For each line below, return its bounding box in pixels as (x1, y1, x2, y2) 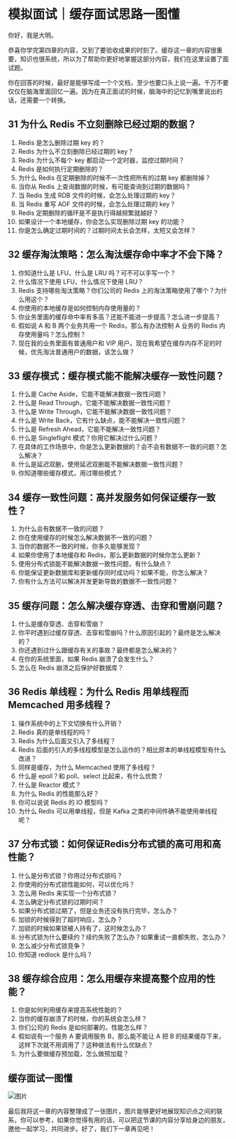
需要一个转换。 (26, 95, 69, 104)
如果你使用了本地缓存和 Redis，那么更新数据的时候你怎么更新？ (18, 551, 202, 559)
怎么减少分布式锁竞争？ (18, 941, 86, 950)
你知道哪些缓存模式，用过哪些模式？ (18, 469, 123, 477)
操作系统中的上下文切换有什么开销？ (18, 719, 123, 727)
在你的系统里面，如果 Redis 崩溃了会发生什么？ (18, 655, 155, 663)
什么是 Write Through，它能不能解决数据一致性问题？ (18, 408, 172, 416)
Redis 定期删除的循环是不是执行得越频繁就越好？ (18, 208, 160, 217)
